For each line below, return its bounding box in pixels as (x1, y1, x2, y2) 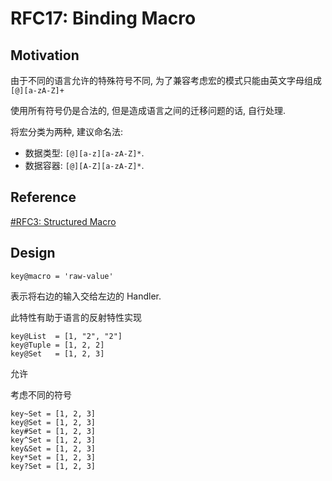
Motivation (10, 47, 80, 64)
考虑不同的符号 (10, 388, 72, 401)
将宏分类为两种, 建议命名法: (10, 126, 124, 137)
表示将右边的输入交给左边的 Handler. (10, 290, 162, 302)
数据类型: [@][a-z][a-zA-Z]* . (24, 147, 145, 159)
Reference (10, 189, 77, 206)
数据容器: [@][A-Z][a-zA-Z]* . (24, 160, 145, 171)
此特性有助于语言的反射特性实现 (10, 311, 142, 323)
